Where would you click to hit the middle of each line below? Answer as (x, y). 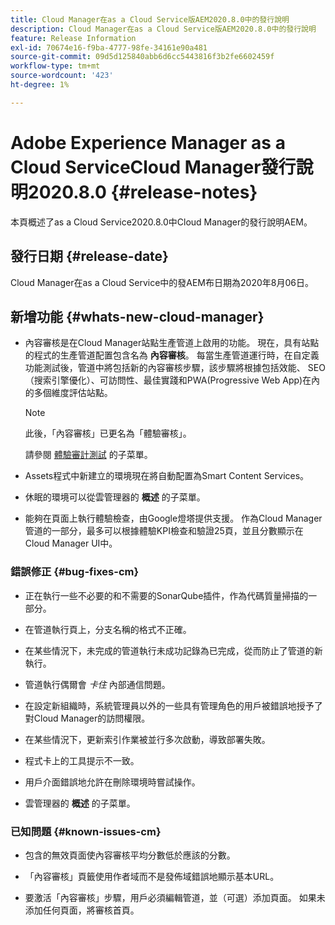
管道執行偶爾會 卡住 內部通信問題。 (97, 684)
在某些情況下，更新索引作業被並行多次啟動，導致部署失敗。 (147, 739)
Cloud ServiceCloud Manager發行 (153, 167)
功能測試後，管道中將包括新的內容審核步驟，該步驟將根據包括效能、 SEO (175, 368)
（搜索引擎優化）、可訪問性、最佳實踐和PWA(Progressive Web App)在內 (172, 380)
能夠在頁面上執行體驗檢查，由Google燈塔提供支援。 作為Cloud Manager (173, 518)
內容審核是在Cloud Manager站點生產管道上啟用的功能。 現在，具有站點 (172, 343)
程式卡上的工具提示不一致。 (82, 760)
